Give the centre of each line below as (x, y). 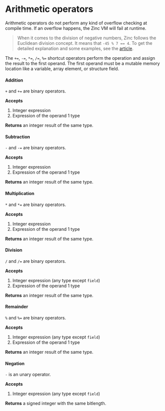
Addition (14, 80)
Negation (15, 363)
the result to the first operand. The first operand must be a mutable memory (82, 63)
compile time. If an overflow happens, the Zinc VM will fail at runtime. (76, 28)
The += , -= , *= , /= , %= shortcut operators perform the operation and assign (80, 58)
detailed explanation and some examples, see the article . (75, 48)
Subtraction (18, 137)
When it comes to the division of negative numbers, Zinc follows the (87, 38)
